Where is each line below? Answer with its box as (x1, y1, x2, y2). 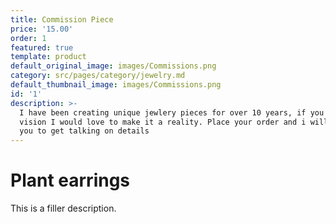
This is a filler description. (10, 202, 117, 215)
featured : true (10, 42, 74, 53)
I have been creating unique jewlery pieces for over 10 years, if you (19, 107, 325, 118)
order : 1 (10, 33, 47, 43)
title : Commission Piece (10, 14, 114, 25)
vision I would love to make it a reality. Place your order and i (19, 117, 307, 127)
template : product (10, 52, 87, 62)
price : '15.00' (10, 24, 74, 34)
